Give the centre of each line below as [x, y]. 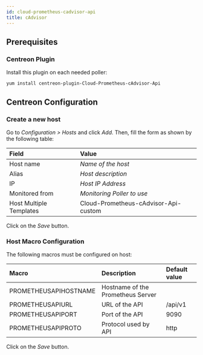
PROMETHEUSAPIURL [41, 305]
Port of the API [122, 314]
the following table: [30, 138]
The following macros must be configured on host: [69, 255]
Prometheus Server [129, 295]
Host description [104, 174]
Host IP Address [103, 183]
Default [177, 270]
